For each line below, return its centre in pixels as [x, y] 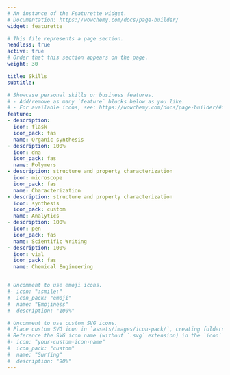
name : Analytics [36, 216]
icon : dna [27, 152]
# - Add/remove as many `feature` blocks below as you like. [96, 101]
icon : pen [27, 229]
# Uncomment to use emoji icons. [55, 285]
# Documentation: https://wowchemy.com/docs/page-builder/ [93, 20]
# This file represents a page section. [66, 38]
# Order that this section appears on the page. [78, 58]
